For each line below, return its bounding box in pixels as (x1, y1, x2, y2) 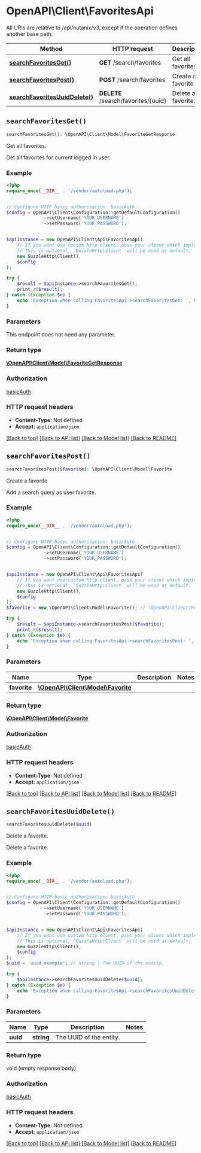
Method (39, 44, 63, 53)
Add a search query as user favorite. (6, 488, 96, 496)
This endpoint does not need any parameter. (6, 330, 115, 338)
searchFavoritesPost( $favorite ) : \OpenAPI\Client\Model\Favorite (6, 466, 172, 472)
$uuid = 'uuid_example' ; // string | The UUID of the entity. (6, 960, 165, 966)
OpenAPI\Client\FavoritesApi (6, 4, 154, 18)
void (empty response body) (6, 1064, 77, 1072)
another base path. (6, 30, 53, 37)
